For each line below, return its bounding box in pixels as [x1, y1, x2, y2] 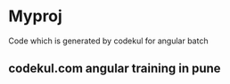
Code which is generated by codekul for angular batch [8, 35, 209, 46]
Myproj [8, 6, 63, 27]
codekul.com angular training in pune [8, 61, 221, 76]
